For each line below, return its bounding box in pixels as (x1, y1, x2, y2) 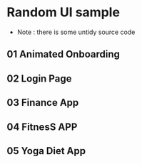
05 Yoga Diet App (6, 145, 86, 157)
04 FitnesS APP (6, 121, 78, 133)
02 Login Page (6, 72, 72, 84)
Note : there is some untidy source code (16, 28, 136, 36)
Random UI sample (6, 4, 121, 21)
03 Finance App (6, 97, 79, 109)
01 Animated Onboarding (6, 48, 121, 60)
